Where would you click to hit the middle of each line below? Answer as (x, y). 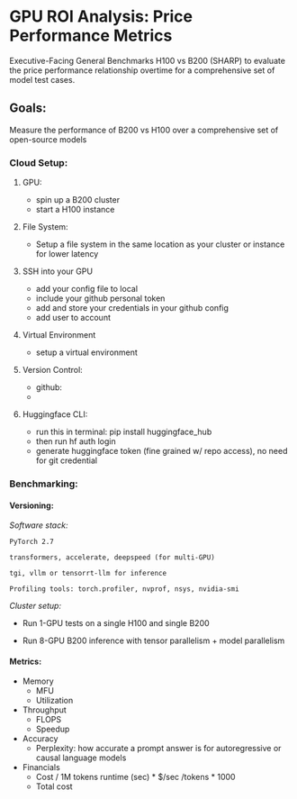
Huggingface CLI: (55, 414)
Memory (38, 681)
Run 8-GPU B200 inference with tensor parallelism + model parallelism (153, 640)
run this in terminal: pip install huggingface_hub (124, 432)
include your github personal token (100, 298)
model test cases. (42, 79)
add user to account (73, 318)
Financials (41, 767)
